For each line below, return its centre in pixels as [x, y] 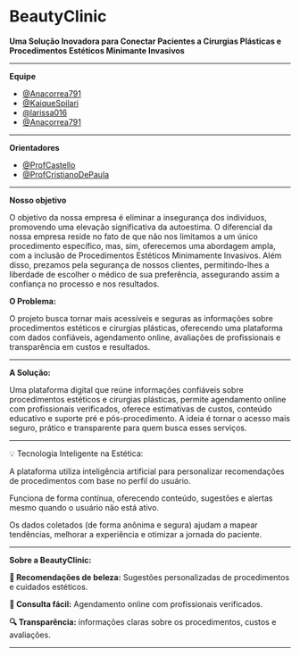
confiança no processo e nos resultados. [84, 284]
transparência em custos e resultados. [80, 346]
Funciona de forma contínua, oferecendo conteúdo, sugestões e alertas [141, 498]
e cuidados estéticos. [49, 586]
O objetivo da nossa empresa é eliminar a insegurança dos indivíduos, [138, 217]
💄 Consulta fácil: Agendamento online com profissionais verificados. [136, 603]
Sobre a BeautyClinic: [50, 560]
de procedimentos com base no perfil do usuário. [100, 480]
